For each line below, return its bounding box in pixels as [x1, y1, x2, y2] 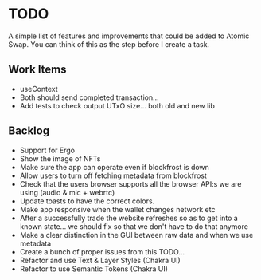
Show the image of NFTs [19, 153, 101, 164]
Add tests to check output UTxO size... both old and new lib [19, 101, 215, 110]
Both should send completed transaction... [19, 93, 159, 102]
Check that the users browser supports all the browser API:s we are [19, 179, 242, 188]
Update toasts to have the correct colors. [19, 196, 155, 206]
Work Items [8, 63, 67, 77]
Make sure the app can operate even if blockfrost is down [19, 162, 209, 172]
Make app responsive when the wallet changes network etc [19, 204, 216, 214]
